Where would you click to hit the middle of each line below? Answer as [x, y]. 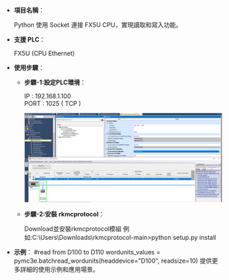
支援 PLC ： [30, 39]
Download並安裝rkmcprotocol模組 [73, 228]
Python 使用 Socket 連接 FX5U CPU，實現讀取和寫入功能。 [98, 25]
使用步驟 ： [29, 67]
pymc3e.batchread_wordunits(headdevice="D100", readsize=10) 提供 [113, 261]
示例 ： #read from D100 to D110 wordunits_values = [87, 252]
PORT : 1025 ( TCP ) [53, 103]
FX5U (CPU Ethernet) [44, 53]
